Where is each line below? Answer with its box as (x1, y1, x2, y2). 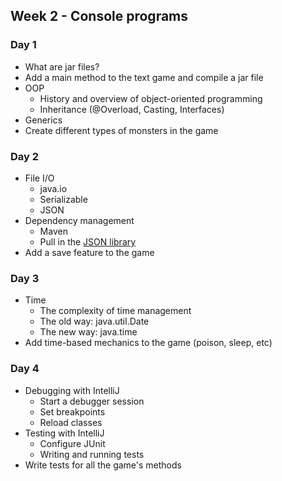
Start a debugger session (39, 395, 145, 407)
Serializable (39, 193, 88, 205)
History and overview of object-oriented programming (39, 92, 263, 104)
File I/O (24, 172, 55, 184)
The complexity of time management (39, 305, 192, 317)
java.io (39, 182, 68, 194)
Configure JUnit (39, 437, 106, 449)
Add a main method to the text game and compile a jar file (24, 71, 264, 83)
